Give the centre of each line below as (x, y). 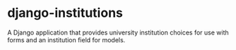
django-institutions (65, 13)
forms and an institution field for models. (66, 39)
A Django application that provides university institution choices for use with (118, 32)
